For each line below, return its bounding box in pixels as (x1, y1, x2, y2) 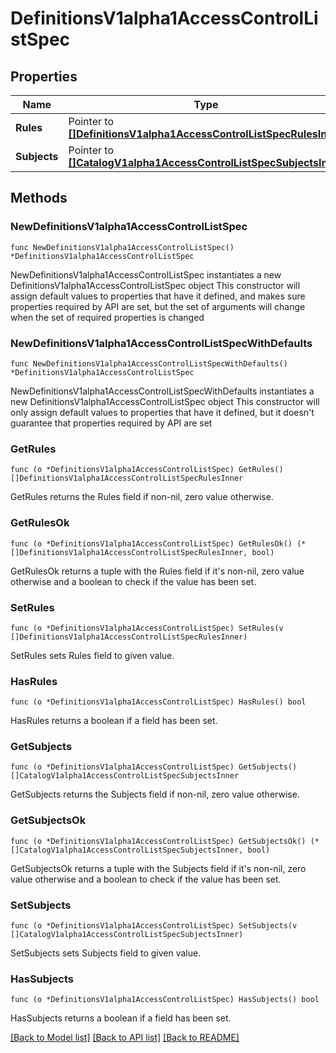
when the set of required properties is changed (10, 311, 205, 323)
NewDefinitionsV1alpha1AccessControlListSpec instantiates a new (10, 268, 282, 281)
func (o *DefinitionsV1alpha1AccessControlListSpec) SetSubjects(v (10, 921, 298, 931)
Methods (10, 190, 68, 207)
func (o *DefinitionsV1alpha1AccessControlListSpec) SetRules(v (10, 623, 284, 633)
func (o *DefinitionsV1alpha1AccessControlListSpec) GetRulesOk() (10, 538, 293, 549)
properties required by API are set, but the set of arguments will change (10, 300, 306, 312)
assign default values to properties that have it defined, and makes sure (10, 290, 306, 302)
